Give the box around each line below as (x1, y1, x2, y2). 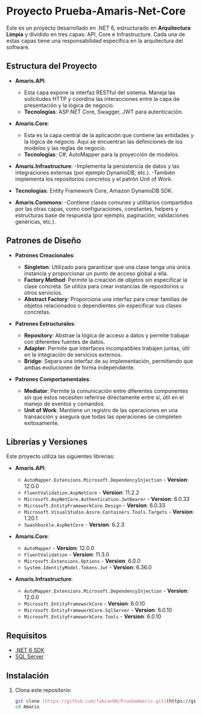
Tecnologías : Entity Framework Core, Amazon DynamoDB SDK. (14, 187, 174, 194)
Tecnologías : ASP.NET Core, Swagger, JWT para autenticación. (24, 108, 184, 115)
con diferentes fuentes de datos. (24, 338, 106, 345)
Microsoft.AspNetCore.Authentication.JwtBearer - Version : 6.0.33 (24, 496, 190, 503)
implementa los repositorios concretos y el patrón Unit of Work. (14, 175, 173, 183)
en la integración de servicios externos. (24, 351, 122, 358)
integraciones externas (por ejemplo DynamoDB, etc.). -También (14, 169, 175, 176)
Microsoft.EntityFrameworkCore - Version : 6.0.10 (24, 600, 145, 607)
